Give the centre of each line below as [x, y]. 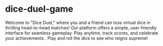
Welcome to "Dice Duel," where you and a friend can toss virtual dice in [78, 23]
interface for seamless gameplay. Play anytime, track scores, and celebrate [82, 33]
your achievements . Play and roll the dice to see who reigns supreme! [77, 38]
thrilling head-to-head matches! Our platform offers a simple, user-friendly [81, 27]
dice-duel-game [39, 9]
